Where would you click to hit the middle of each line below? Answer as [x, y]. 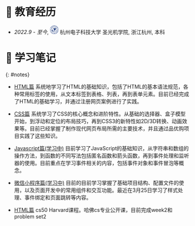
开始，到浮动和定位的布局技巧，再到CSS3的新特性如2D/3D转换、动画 [98, 121]
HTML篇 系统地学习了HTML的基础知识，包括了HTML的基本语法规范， [98, 86]
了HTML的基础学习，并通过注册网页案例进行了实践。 [78, 101]
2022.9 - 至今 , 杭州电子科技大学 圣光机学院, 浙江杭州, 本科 [89, 32]
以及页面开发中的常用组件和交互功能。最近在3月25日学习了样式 [101, 190]
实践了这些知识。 [40, 136]
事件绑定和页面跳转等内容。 [58, 197]
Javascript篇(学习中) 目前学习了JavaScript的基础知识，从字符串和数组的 [101, 148]
